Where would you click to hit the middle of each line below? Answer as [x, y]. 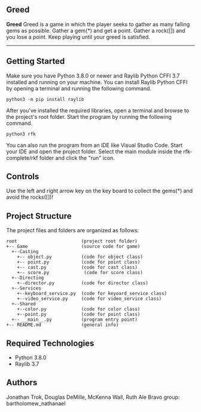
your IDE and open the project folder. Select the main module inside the [94, 151]
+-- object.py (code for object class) [80, 257]
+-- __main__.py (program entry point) [74, 320]
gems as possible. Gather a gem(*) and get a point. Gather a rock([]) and [96, 30]
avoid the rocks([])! [30, 197]
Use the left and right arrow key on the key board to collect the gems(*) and [100, 191]
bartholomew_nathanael [36, 403]
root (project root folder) [72, 241]
